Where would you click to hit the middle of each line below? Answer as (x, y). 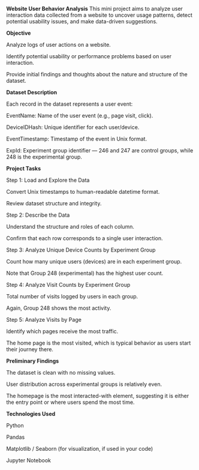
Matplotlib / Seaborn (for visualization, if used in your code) (80, 449)
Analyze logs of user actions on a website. (58, 45)
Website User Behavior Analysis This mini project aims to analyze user (94, 9)
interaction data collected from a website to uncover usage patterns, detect (99, 15)
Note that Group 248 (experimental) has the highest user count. (85, 273)
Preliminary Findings (33, 361)
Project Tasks (24, 168)
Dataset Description (32, 92)
